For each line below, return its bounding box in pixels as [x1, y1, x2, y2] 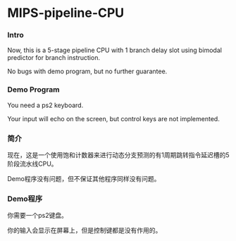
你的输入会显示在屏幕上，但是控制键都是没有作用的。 [7, 226, 162, 235]
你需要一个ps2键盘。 [7, 211, 68, 220]
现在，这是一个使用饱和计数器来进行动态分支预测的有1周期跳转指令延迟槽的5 [7, 151, 230, 159]
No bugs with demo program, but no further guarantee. [7, 67, 168, 75]
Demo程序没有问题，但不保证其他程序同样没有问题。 [7, 175, 161, 183]
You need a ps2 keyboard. [7, 101, 84, 109]
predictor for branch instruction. [7, 54, 101, 62]
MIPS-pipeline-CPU [7, 5, 125, 21]
